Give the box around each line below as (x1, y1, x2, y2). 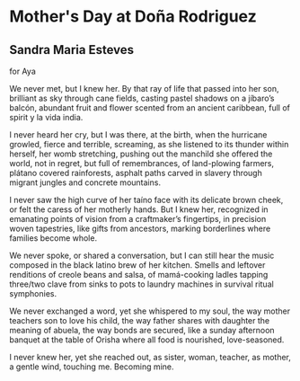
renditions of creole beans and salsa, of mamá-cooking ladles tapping (9, 270, 269, 279)
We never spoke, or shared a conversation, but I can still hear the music (9, 250, 275, 261)
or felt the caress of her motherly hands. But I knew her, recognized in (9, 204, 269, 215)
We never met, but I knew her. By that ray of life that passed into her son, (9, 84, 279, 93)
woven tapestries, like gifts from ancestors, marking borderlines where (9, 223, 271, 234)
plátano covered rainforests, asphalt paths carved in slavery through (9, 168, 262, 178)
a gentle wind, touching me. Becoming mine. (9, 361, 174, 372)
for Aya (9, 66, 36, 76)
